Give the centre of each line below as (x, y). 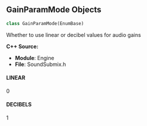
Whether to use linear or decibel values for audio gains (74, 34)
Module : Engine (35, 58)
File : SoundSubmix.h (40, 64)
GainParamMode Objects (54, 10)
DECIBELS (19, 105)
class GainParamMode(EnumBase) (45, 23)
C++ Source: (22, 46)
